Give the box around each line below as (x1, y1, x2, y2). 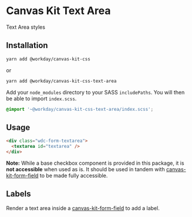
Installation (6, 40, 48, 50)
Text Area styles (6, 23, 46, 30)
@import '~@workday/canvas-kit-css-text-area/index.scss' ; (6, 106, 154, 112)
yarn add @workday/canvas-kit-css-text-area (6, 78, 117, 84)
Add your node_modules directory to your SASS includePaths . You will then (6, 89, 185, 96)
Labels (6, 189, 31, 199)
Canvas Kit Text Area (6, 4, 111, 18)
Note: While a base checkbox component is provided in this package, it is (6, 160, 184, 167)
